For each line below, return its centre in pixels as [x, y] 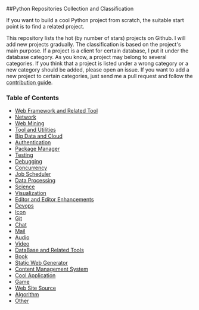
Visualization [30, 193]
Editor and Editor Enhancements [54, 200]
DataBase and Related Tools [49, 250]
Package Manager [37, 149]
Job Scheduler [33, 174]
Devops [24, 206]
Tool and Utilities [35, 130]
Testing [24, 155]
